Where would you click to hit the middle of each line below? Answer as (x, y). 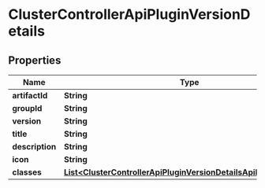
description (34, 147)
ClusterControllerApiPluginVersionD (129, 15)
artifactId (30, 96)
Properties (35, 60)
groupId (27, 108)
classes (27, 172)
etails (27, 31)
